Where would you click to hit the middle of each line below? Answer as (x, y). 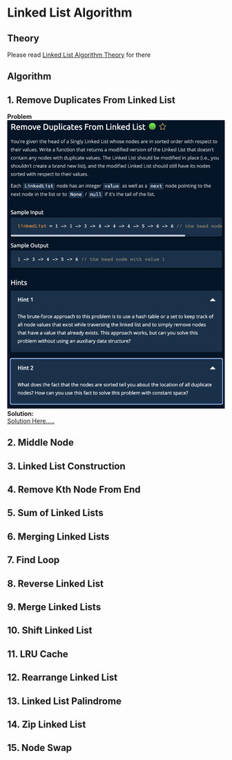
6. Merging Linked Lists (58, 536)
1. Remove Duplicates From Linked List (91, 100)
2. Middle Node (41, 443)
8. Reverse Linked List (55, 583)
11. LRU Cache (38, 654)
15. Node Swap (40, 748)
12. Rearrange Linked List (62, 677)
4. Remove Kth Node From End (74, 490)
